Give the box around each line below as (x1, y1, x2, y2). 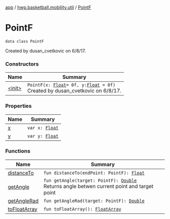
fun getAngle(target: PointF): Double (43, 177, 137, 183)
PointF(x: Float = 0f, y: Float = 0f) (27, 82, 115, 88)
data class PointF (5, 39, 44, 44)
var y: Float (27, 133, 59, 139)
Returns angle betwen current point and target (43, 182, 153, 190)
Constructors (5, 60, 39, 68)
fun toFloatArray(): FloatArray (43, 206, 121, 212)
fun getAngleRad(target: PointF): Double (43, 198, 145, 204)
